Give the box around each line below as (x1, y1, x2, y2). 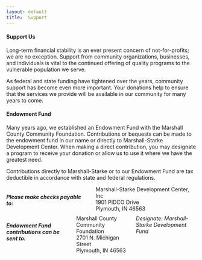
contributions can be (6, 229, 60, 236)
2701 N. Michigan (76, 233, 119, 241)
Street (76, 240, 92, 247)
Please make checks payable (6, 193, 81, 200)
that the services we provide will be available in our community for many (6, 90, 186, 97)
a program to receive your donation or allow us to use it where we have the (6, 149, 192, 157)
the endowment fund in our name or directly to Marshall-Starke (6, 136, 163, 144)
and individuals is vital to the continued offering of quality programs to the (6, 59, 190, 66)
